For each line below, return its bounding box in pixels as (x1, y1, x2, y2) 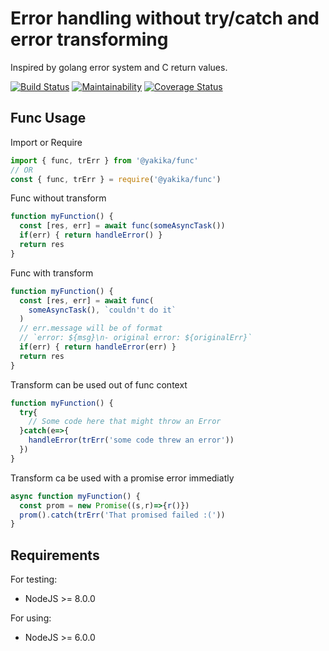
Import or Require (10, 136, 83, 148)
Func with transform (10, 267, 94, 279)
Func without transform (10, 192, 107, 204)
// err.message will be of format (19, 323, 163, 334)
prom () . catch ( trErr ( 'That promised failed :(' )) (19, 510, 226, 520)
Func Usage (10, 110, 87, 127)
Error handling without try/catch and (10, 7, 320, 30)
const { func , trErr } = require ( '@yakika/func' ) (10, 174, 222, 184)
